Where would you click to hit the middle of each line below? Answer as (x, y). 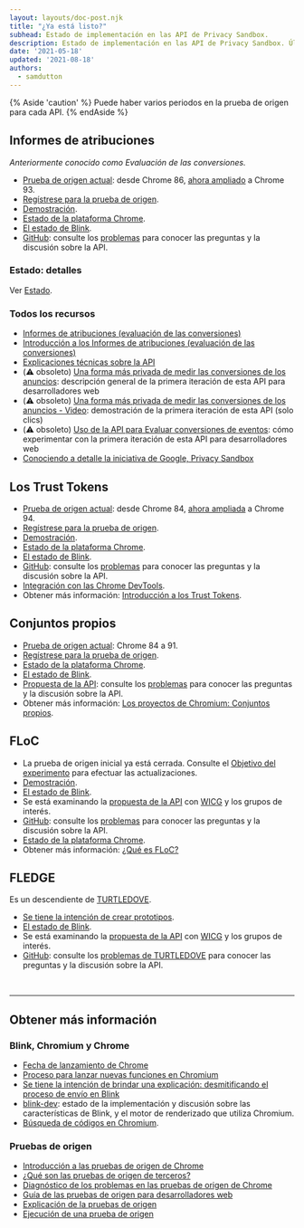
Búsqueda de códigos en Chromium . (90, 1123)
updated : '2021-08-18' (52, 60)
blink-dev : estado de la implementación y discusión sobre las (136, 1104)
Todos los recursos (52, 313)
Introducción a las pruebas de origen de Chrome (113, 1166)
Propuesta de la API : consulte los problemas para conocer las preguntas (157, 683)
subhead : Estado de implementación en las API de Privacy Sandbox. (139, 34)
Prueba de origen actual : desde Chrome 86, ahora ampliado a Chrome (153, 180)
